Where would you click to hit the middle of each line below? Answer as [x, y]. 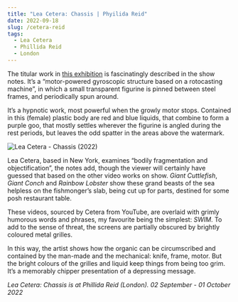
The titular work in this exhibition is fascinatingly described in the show [111, 74]
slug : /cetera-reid [36, 27]
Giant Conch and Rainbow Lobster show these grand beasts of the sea [111, 183]
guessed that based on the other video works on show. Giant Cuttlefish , [113, 176]
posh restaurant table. [40, 198]
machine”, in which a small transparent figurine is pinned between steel [112, 89]
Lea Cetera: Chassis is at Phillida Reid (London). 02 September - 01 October [119, 284]
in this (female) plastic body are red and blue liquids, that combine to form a [118, 117]
